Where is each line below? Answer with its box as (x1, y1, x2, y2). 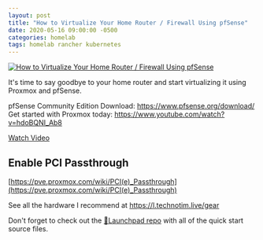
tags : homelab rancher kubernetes (8, 41, 122, 49)
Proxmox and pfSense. (8, 86, 83, 95)
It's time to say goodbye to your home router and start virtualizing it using (8, 78, 246, 87)
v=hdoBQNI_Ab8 (8, 118, 63, 127)
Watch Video (8, 133, 50, 142)
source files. (8, 223, 49, 233)
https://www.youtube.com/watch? (113, 109, 225, 119)
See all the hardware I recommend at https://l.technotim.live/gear (8, 200, 220, 209)
